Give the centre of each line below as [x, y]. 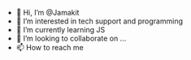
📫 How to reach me [50, 47]
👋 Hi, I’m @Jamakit [48, 13]
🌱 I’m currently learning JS [61, 30]
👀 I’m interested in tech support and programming [99, 21]
